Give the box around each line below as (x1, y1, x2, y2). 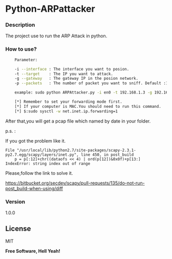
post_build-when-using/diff (5, 185, 63, 192)
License (5, 224, 31, 233)
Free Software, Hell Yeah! (5, 248, 60, 254)
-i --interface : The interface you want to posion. (14, 66, 130, 72)
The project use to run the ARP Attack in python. (5, 33, 107, 39)
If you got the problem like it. (5, 137, 66, 144)
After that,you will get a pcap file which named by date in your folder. (5, 118, 151, 124)
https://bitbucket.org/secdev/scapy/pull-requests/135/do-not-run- (5, 180, 145, 186)
